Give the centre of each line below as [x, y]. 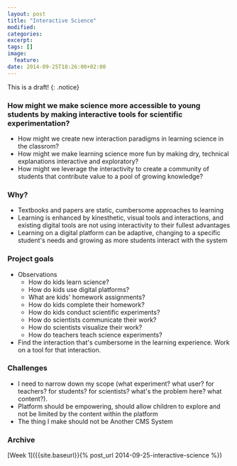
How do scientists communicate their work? [92, 320]
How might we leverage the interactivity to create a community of [113, 168]
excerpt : [20, 40]
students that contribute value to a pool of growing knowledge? [110, 176]
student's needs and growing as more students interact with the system [122, 240]
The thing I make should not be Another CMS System [95, 421]
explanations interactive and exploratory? [78, 161]
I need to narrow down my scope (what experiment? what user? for [116, 384]
